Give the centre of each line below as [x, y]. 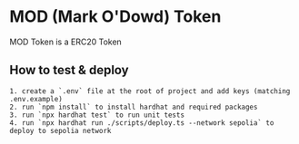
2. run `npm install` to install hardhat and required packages [134, 107]
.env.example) [36, 99]
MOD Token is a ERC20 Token [66, 42]
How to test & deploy [69, 70]
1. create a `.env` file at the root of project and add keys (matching [150, 91]
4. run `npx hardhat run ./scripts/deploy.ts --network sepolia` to [142, 123]
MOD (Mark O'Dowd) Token [115, 17]
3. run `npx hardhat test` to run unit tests [97, 115]
